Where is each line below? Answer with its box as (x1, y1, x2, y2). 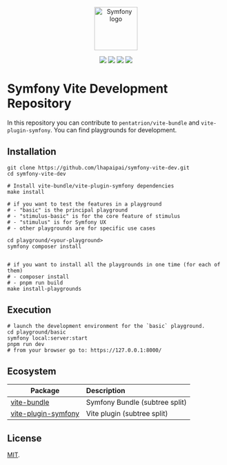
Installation (7, 146, 57, 158)
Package (30, 386, 60, 396)
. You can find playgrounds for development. (50, 125, 177, 134)
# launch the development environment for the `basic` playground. (7, 322, 206, 329)
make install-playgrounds (7, 285, 81, 292)
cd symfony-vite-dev (7, 170, 67, 177)
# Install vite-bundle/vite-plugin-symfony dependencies (7, 182, 175, 190)
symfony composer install (7, 243, 81, 250)
